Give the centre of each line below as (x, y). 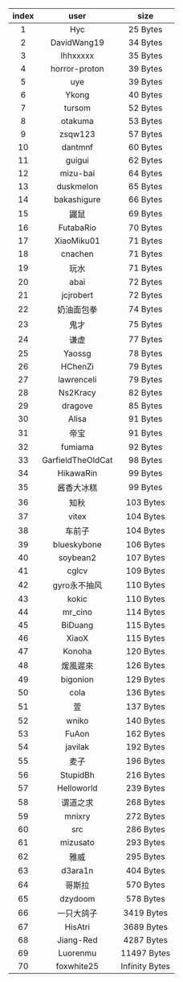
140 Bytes (146, 721)
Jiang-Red (77, 940)
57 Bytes (145, 134)
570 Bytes (146, 885)
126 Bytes (146, 665)
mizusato (77, 842)
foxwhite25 (77, 966)
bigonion (77, 679)
